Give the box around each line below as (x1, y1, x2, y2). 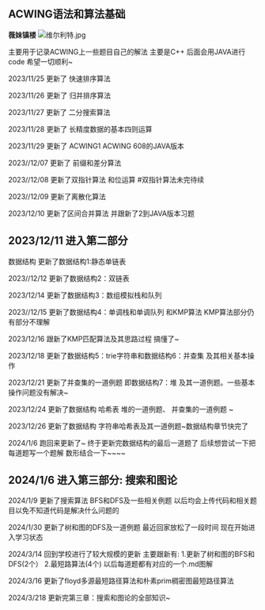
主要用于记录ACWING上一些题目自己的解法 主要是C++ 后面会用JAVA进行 (8, 47, 246, 56)
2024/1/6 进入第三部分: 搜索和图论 (8, 474, 178, 487)
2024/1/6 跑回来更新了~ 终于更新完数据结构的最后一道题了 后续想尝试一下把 (8, 438, 256, 447)
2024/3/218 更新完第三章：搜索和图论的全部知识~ (8, 593, 171, 603)
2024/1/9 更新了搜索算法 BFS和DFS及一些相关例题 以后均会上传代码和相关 (8, 496, 251, 505)
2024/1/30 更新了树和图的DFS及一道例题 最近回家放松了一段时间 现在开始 (8, 523, 249, 532)
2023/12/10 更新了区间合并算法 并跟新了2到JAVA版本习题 (8, 209, 195, 218)
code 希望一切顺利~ (8, 56, 74, 66)
